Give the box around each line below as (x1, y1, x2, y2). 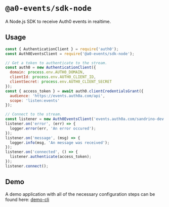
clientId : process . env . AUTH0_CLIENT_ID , (10, 74, 96, 79)
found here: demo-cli (5, 196, 50, 202)
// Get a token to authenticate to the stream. (5, 60, 108, 65)
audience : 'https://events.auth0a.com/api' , (10, 93, 105, 98)
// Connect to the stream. (5, 112, 62, 117)
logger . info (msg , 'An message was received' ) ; (10, 140, 110, 145)
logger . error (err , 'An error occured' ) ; (10, 126, 96, 131)
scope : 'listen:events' (10, 98, 60, 103)
